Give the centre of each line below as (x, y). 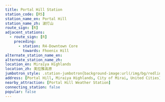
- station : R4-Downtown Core (48, 46)
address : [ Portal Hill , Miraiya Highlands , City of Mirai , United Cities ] (83, 78)
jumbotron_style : (23, 74)
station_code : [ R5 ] (25, 14)
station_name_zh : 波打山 (29, 23)
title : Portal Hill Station (34, 10)
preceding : (25, 42)
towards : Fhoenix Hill (46, 51)
